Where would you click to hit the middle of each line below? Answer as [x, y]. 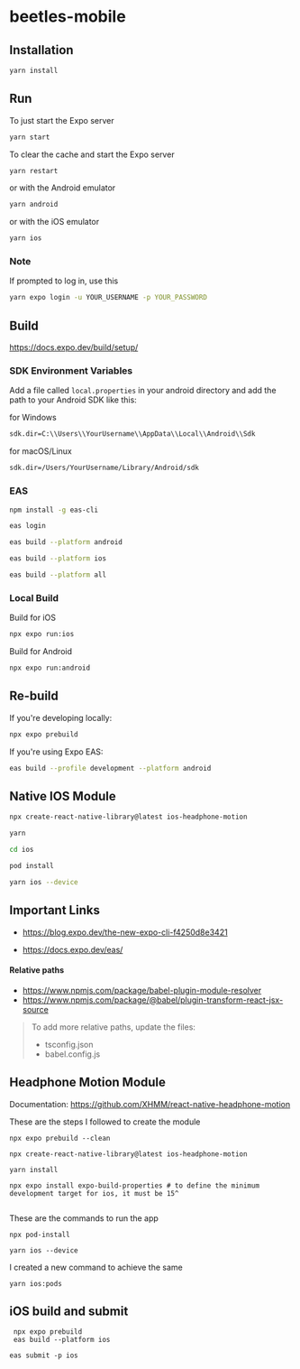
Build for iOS [33, 618]
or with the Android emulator [63, 188]
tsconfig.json [69, 1044]
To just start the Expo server [62, 120]
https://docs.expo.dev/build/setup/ [74, 347]
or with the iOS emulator [55, 222]
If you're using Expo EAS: [56, 752]
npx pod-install [40, 1235]
